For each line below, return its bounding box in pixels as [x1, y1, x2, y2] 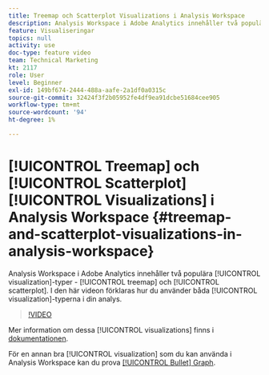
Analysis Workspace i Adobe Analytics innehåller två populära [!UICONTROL [8, 269, 261, 278]
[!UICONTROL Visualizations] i [8, 191, 215, 209]
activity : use [8, 42, 56, 50]
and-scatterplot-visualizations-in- [8, 225, 243, 244]
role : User [8, 71, 45, 79]
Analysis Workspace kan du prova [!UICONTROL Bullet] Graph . [8, 357, 216, 367]
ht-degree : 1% [8, 116, 56, 124]
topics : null [8, 34, 52, 42]
